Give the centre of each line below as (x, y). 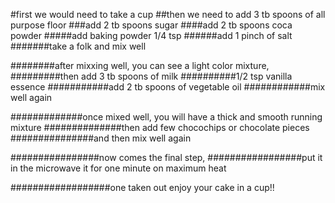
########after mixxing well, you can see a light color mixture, (140, 65)
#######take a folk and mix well (78, 46)
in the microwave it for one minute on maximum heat (118, 168)
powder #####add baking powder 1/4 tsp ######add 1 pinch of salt (151, 35)
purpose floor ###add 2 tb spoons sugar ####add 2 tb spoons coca (151, 25)
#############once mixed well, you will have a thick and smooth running (166, 117)
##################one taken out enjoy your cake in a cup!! (142, 187)
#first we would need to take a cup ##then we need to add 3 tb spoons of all (168, 14)
